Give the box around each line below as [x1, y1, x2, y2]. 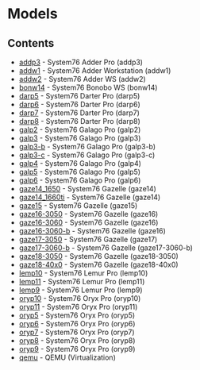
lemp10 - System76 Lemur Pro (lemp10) [18, 268, 148, 278]
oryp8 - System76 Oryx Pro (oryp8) [18, 336, 136, 345]
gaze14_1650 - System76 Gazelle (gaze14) [18, 184, 156, 193]
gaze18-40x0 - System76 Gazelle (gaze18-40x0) [18, 260, 179, 269]
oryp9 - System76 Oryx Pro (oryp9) [18, 345, 136, 353]
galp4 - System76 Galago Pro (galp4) [18, 159, 142, 168]
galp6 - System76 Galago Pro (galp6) [18, 175, 141, 185]
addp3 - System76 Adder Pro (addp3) [18, 57, 144, 67]
